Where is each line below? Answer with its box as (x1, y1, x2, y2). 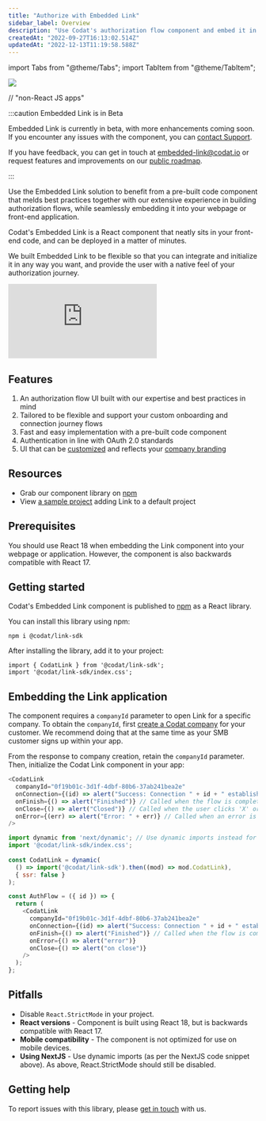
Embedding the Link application (8, 689, 168, 703)
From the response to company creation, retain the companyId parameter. (8, 751, 245, 762)
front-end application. (8, 212, 80, 222)
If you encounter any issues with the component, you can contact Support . (8, 132, 253, 142)
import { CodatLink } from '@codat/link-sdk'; (8, 662, 165, 670)
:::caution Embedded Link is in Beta (8, 109, 123, 118)
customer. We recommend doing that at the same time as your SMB (8, 727, 229, 738)
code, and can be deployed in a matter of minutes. (22, 236, 188, 246)
